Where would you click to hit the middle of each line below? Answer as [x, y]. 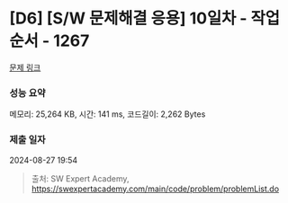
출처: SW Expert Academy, [80, 178]
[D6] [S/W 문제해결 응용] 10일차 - [128, 18]
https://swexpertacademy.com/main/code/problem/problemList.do [155, 189]
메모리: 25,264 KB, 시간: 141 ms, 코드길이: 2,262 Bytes [108, 114]
